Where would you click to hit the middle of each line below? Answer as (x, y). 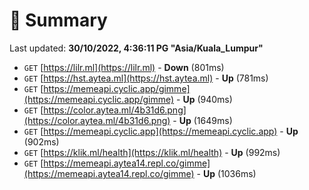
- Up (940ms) (204, 99)
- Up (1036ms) (226, 173)
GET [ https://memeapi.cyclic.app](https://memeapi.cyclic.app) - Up (161, 131)
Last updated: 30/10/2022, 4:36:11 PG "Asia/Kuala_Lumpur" (136, 48)
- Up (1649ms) (202, 120)
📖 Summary (58, 20)
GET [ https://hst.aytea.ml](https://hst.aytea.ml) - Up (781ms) (146, 78)
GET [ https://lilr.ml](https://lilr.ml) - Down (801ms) (124, 67)
